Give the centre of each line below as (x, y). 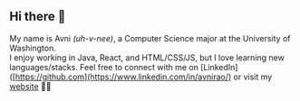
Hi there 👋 (38, 17)
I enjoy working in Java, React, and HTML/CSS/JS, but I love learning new (147, 57)
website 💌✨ (30, 86)
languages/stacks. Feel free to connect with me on (104, 67)
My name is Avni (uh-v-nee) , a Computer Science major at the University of (150, 38)
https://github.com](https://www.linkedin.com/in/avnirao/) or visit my (144, 77)
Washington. (33, 48)
